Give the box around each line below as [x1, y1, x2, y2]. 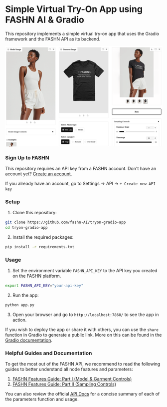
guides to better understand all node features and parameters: [5, 366, 133, 373]
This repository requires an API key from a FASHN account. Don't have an [5, 166, 157, 172]
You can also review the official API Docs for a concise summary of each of [5, 391, 160, 397]
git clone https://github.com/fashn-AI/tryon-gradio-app [5, 220, 126, 225]
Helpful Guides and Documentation [5, 350, 92, 357]
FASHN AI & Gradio [5, 14, 85, 25]
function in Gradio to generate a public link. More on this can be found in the [5, 332, 162, 338]
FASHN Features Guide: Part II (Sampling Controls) [12, 381, 116, 388]
